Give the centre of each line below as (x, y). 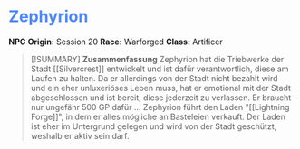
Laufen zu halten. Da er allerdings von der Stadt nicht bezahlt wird (154, 78)
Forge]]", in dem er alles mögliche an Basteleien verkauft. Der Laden (158, 116)
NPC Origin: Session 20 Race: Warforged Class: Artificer (116, 42)
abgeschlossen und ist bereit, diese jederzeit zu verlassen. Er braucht (161, 98)
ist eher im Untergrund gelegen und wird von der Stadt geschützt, (154, 126)
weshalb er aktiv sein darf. (80, 135)
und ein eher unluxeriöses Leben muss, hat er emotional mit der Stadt (161, 88)
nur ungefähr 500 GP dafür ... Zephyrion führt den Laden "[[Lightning (160, 107)
